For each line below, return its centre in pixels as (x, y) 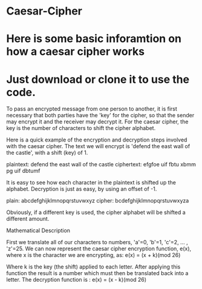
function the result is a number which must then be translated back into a (97, 273)
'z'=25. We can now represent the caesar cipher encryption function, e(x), (99, 248)
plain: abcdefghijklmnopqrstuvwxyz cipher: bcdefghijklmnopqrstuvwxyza (98, 201)
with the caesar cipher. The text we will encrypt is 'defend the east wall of (98, 146)
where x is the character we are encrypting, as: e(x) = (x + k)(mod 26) (93, 255)
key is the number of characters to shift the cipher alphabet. (81, 128)
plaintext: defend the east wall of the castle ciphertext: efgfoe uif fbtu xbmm (101, 164)
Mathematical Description (38, 230)
